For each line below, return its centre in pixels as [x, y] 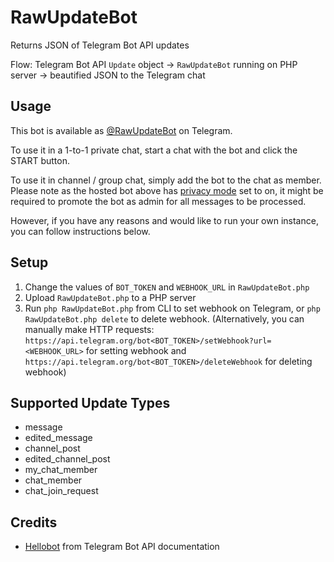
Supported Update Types [90, 402]
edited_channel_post [67, 459]
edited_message [58, 438]
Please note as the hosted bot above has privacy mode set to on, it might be [167, 190]
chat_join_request [61, 491]
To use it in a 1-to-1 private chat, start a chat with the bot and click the [154, 150]
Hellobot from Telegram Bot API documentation [122, 547]
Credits [34, 522]
